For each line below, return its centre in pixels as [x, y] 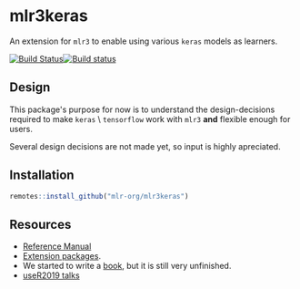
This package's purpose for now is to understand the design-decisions [142, 109]
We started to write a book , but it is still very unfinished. [127, 266]
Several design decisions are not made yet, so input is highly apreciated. [145, 146]
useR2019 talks [51, 275]
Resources [40, 224]
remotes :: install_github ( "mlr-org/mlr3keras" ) [99, 196]
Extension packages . [62, 256]
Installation [42, 175]
